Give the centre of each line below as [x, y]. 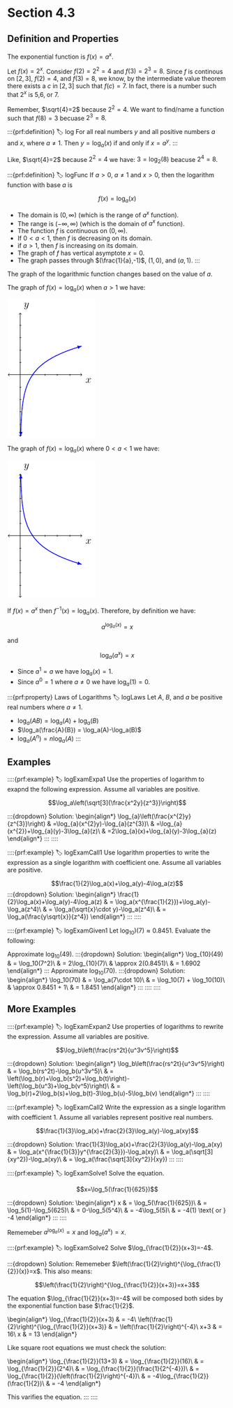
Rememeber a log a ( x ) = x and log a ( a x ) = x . [67, 1232]
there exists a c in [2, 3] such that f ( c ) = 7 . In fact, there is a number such [112, 86]
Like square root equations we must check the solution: [87, 1348]
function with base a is [40, 185]
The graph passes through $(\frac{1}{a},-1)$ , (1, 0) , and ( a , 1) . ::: [108, 260]
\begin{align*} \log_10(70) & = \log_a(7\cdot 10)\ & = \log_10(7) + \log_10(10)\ [116, 980]
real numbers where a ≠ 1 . [45, 707]
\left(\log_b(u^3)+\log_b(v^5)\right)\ [58, 1085]
